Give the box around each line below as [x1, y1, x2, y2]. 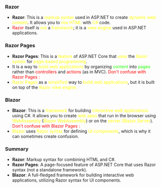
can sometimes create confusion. [12, 133, 79, 139]
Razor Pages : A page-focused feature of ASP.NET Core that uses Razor [12, 162, 156, 168]
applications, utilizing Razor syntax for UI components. [12, 177, 121, 183]
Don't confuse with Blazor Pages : [12, 123, 80, 129]
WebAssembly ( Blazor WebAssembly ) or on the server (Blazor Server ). [12, 118, 154, 124]
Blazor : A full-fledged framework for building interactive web [12, 172, 134, 178]
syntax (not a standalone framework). [12, 167, 87, 173]
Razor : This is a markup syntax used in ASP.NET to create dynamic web [12, 15, 156, 20]
